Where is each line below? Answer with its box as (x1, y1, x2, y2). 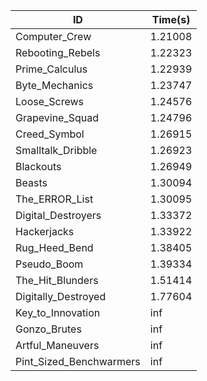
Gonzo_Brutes (15, 322, 82, 336)
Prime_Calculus (15, 62, 88, 76)
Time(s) (151, 13, 191, 26)
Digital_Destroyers (15, 209, 102, 222)
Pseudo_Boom (15, 257, 84, 271)
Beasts (15, 176, 48, 189)
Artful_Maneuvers (15, 339, 100, 352)
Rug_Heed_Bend (15, 241, 94, 254)
